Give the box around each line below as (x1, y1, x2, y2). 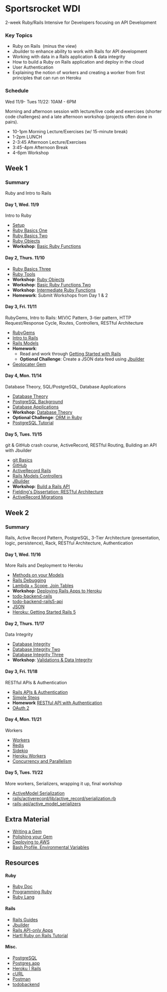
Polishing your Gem (12, 833, 53, 839)
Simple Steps (12, 694, 40, 700)
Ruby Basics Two (12, 233, 48, 239)
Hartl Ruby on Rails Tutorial (12, 932, 68, 938)
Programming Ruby (12, 889, 52, 895)
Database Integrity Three (12, 652, 64, 658)
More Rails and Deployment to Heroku (5, 562, 83, 568)
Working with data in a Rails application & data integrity (12, 54, 126, 60)
